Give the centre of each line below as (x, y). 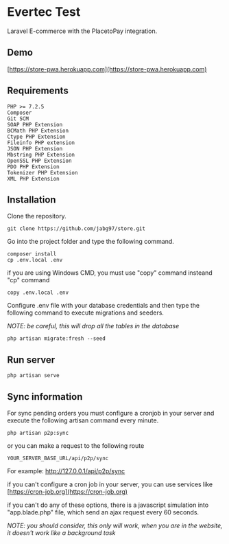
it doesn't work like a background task (61, 533)
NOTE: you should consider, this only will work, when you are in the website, (115, 525)
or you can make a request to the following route (76, 446)
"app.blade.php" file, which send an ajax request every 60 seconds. (103, 512)
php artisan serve (33, 376)
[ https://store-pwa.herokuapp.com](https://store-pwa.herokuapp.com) (107, 69)
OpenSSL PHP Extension (39, 161)
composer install (32, 254)
